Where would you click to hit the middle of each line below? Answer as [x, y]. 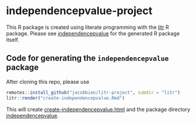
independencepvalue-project [79, 11]
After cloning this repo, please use [48, 81]
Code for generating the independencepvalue [87, 58]
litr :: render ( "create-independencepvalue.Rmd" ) [66, 98]
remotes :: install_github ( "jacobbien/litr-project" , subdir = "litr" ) [93, 93]
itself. [13, 40]
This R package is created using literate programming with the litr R [88, 27]
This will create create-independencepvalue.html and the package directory [98, 109]
